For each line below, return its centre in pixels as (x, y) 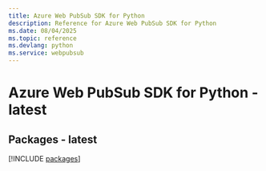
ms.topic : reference (43, 38)
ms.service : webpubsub (46, 53)
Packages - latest (53, 139)
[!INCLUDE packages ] (44, 159)
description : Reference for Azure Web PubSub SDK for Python (113, 23)
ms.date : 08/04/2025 (43, 31)
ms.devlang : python (41, 46)
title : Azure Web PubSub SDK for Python (77, 16)
